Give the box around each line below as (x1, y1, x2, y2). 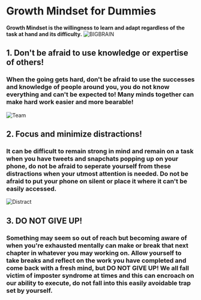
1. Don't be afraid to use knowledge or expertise (6, 48, 189, 58)
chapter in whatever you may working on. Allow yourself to (6, 248, 182, 257)
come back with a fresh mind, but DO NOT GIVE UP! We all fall (6, 263, 189, 272)
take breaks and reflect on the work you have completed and (6, 256, 187, 265)
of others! (6, 57, 44, 67)
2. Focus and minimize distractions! (6, 129, 142, 139)
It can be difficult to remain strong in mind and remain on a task (6, 147, 194, 155)
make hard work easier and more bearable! (6, 98, 134, 106)
